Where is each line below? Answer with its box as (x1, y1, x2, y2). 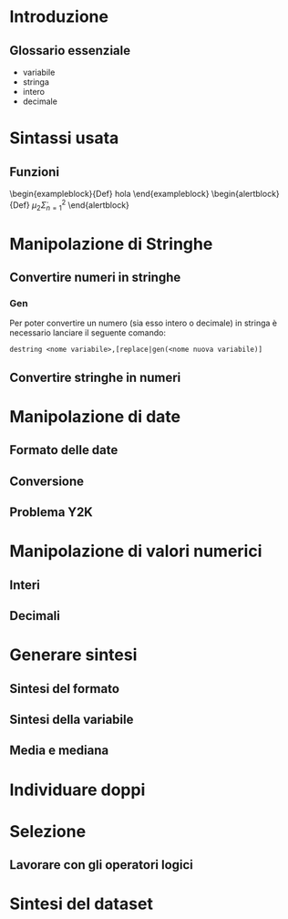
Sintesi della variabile (9, 712, 134, 728)
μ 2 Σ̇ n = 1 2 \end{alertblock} (31, 198, 130, 212)
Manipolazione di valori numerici (9, 541, 262, 562)
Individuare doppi (9, 780, 146, 800)
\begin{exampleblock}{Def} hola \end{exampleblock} (9, 189, 210, 199)
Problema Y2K (9, 504, 93, 521)
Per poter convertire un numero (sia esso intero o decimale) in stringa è (9, 317, 278, 329)
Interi (9, 577, 41, 593)
